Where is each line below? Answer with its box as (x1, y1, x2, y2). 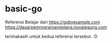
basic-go (5, 3, 42, 14)
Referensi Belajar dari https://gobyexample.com (5, 19, 100, 25)
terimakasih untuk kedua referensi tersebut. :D (5, 33, 98, 39)
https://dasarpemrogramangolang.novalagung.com (5, 24, 108, 30)
